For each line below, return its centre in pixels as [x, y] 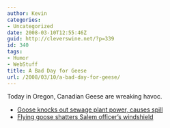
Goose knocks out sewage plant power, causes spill [90, 110]
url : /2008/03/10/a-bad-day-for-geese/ [64, 77]
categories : [24, 20]
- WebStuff [23, 64]
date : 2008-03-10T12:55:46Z [47, 33]
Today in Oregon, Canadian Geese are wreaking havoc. [85, 97]
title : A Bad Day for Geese [47, 71]
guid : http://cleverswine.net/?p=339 [61, 39]
